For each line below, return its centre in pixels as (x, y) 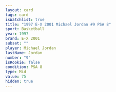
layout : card (19, 10)
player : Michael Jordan (31, 48)
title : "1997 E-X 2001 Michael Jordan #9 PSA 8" (58, 24)
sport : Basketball (25, 29)
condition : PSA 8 (24, 67)
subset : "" (17, 43)
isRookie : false (23, 62)
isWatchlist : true (25, 19)
